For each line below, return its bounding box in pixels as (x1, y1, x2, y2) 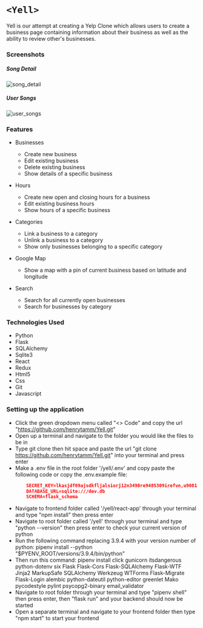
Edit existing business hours (24, 200, 95, 207)
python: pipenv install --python (15, 543, 93, 551)
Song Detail (6, 65, 36, 72)
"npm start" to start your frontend (15, 615, 99, 622)
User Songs (6, 94, 36, 102)
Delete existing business (24, 164, 85, 171)
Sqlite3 (15, 351, 33, 359)
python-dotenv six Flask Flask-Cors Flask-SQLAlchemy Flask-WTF (15, 563, 182, 570)
